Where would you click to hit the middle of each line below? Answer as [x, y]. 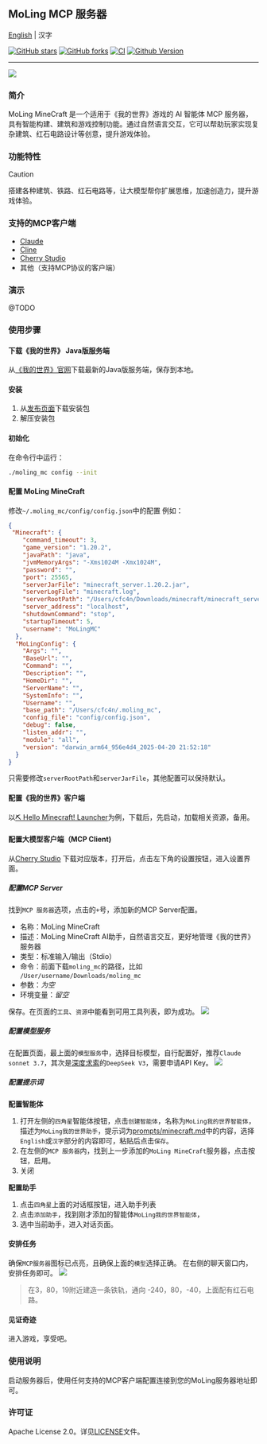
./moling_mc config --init [53, 472]
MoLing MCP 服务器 [58, 14]
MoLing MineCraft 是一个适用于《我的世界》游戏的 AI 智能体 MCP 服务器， [130, 115]
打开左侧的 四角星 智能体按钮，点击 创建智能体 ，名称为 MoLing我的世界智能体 [134, 1120]
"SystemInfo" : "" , [53, 695]
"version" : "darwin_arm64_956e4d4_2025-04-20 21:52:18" [117, 747]
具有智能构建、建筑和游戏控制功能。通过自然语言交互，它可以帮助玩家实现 [130, 124]
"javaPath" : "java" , [56, 555]
